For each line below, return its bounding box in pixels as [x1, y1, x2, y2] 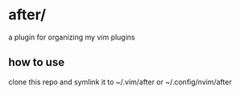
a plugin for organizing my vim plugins [8, 32, 135, 42]
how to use [8, 56, 65, 69]
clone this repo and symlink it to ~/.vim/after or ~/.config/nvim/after [8, 76, 232, 86]
